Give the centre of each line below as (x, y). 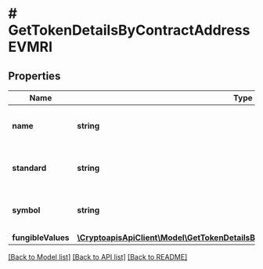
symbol (26, 210)
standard (29, 168)
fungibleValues (41, 238)
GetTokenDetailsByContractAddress (129, 30)
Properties (34, 76)
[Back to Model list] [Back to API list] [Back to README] (98, 257)
